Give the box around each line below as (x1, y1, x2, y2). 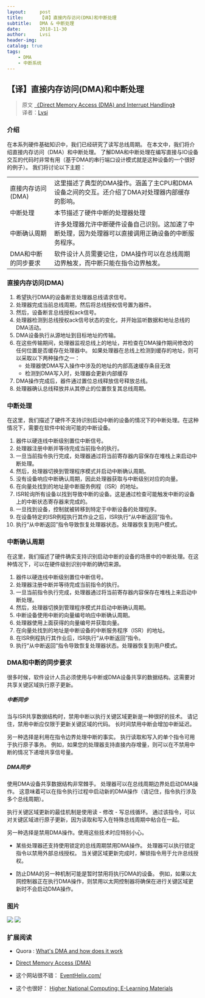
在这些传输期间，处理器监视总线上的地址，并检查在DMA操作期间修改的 (15, 339, 194, 346)
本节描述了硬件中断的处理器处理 (54, 208, 146, 217)
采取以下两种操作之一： (21, 354, 80, 361)
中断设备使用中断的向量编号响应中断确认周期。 (15, 611, 133, 618)
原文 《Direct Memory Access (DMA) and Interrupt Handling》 (21, 101, 175, 108)
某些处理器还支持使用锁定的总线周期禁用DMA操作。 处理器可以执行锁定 (15, 841, 195, 849)
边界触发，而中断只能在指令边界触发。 (54, 258, 164, 267)
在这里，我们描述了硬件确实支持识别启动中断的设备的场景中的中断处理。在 (7, 553, 193, 560)
